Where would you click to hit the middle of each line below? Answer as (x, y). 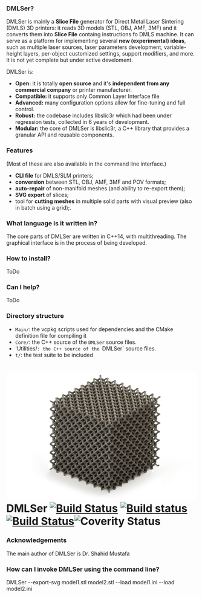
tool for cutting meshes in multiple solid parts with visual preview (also (103, 201)
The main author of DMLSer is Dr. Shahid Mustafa (68, 553)
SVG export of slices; (42, 195)
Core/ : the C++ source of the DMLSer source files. (76, 342)
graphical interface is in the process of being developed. (77, 242)
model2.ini (19, 589)
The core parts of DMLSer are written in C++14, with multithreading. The (96, 236)
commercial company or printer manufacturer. (73, 90)
